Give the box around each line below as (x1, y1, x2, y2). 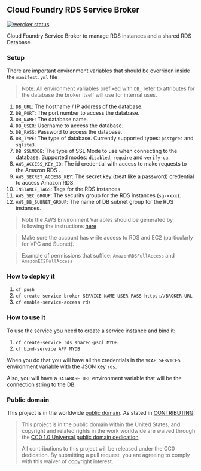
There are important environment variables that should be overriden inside (7, 67, 190, 74)
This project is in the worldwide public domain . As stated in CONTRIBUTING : (7, 409, 196, 416)
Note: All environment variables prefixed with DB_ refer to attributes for (21, 85, 195, 92)
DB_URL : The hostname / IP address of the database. (15, 103, 143, 110)
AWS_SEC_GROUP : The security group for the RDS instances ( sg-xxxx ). (15, 192, 181, 199)
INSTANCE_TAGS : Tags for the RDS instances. (15, 185, 122, 193)
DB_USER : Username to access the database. (15, 122, 124, 129)
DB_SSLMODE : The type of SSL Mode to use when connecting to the (15, 148, 178, 155)
